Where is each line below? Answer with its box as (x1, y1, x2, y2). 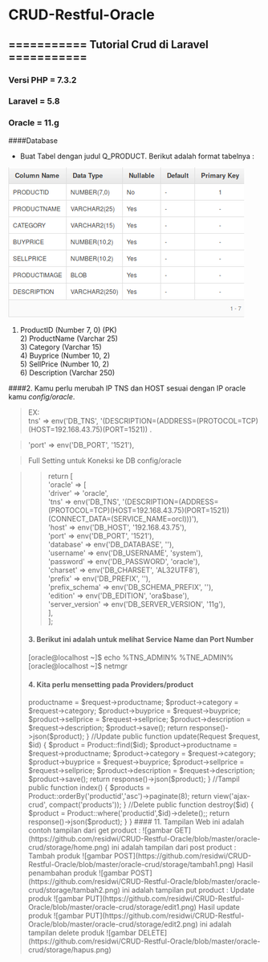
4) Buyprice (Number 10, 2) (19, 350, 111, 360)
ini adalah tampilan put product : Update (121, 886, 255, 895)
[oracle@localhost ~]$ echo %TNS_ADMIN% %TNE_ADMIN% (27, 653, 234, 662)
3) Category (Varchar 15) (19, 342, 102, 351)
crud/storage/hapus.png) (27, 945, 112, 955)
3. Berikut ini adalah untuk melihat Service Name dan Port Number (27, 635, 254, 645)
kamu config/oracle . (8, 391, 75, 401)
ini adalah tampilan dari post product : (111, 842, 237, 853)
